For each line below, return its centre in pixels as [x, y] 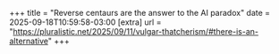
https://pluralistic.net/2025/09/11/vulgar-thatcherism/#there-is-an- [136, 31]
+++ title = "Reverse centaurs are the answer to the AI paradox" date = [140, 13]
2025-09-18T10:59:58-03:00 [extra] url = [85, 22]
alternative [29, 41]
